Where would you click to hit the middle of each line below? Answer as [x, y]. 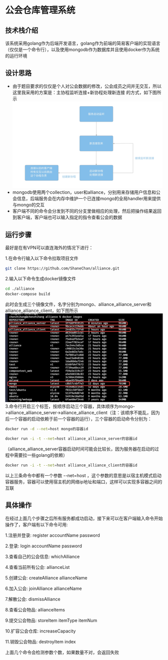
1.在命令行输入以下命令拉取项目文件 [42, 258]
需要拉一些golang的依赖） [41, 455]
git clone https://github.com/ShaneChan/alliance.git [62, 268]
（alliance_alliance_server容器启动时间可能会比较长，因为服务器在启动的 [80, 449]
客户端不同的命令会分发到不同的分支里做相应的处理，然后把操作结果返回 [87, 211]
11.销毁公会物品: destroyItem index [40, 641]
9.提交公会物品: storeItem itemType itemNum [51, 620]
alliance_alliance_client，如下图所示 [42, 310]
